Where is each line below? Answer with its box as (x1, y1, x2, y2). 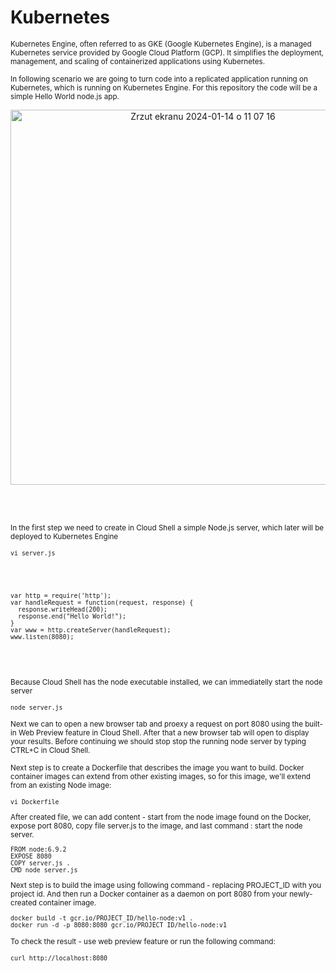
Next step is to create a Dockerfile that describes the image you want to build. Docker (10, 762, 305, 773)
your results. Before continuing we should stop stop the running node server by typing (10, 736, 307, 746)
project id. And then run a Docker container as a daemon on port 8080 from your (10, 889, 288, 899)
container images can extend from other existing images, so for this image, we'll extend (10, 771, 311, 781)
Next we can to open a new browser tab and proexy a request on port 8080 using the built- (10, 719, 324, 729)
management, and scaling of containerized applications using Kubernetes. (10, 56, 266, 66)
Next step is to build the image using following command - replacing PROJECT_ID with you (10, 880, 322, 890)
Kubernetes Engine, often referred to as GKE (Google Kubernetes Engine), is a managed (10, 39, 312, 49)
